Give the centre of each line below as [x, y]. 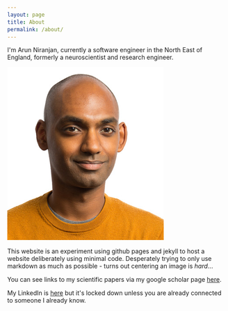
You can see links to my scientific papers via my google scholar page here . [115, 280]
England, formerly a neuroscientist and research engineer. [90, 57]
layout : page [26, 15]
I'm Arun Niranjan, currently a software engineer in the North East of [105, 50]
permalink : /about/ [35, 29]
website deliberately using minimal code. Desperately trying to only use [109, 259]
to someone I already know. [47, 301]
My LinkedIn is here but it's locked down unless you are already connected [114, 293]
